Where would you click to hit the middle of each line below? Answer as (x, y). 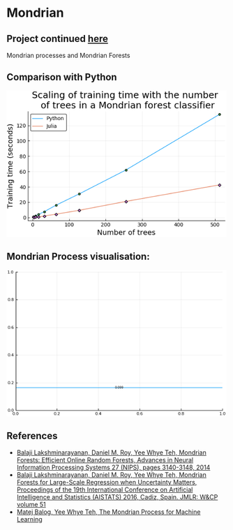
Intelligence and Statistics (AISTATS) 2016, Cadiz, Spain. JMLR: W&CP (117, 497)
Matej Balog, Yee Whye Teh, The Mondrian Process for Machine (108, 512)
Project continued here (58, 39)
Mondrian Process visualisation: (78, 257)
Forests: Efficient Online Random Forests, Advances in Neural (105, 460)
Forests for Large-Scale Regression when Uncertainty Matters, (107, 483)
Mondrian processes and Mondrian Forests (68, 55)
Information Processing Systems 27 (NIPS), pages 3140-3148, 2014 (113, 468)
